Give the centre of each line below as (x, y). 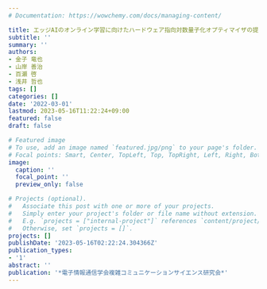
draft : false (30, 126)
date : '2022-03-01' (41, 104)
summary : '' (28, 44)
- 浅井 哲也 (26, 81)
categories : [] (33, 96)
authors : (23, 52)
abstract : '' (30, 265)
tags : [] (23, 89)
